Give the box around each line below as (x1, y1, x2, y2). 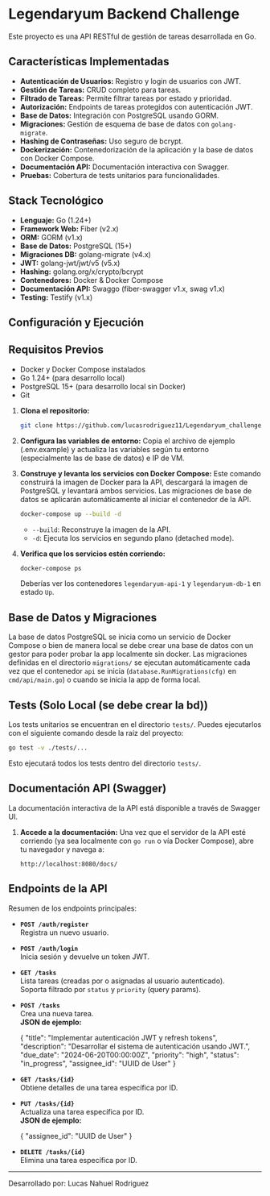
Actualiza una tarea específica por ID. (19, 1107, 145, 1116)
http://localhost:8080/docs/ (19, 860, 118, 868)
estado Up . (19, 588, 55, 597)
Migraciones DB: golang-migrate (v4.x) (19, 249, 151, 259)
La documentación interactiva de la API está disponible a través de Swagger (8, 803, 261, 812)
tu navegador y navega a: (19, 844, 104, 854)
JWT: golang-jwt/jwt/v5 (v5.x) (19, 258, 121, 268)
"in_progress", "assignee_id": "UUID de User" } (19, 1058, 177, 1068)
